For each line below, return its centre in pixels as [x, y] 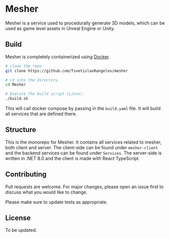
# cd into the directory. [32, 80]
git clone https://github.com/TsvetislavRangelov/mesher [67, 71]
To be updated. [21, 230]
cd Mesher [16, 85]
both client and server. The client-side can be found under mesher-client [82, 147]
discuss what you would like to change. [46, 192]
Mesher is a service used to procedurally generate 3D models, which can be [85, 23]
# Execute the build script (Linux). [45, 94]
